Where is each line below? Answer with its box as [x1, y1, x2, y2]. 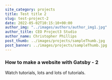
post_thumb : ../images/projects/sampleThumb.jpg [5, 39, 105, 43]
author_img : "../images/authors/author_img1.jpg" [5, 25, 108, 30]
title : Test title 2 [5, 12, 47, 16]
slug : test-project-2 [5, 16, 49, 21]
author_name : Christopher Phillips [5, 34, 77, 39]
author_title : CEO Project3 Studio [5, 29, 77, 34]
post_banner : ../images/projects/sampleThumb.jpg [5, 43, 108, 48]
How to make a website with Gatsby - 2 [5, 59, 98, 66]
